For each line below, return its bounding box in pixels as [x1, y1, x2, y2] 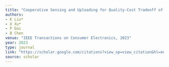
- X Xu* [5, 21, 22, 27]
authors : [5, 12, 24, 17]
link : [5, 49, 17, 54]
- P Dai [5, 26, 22, 31]
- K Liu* [5, 17, 24, 22]
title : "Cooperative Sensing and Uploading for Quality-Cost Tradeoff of [5, 7, 163, 13]
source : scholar [5, 54, 39, 59]
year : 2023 [5, 40, 28, 45]
